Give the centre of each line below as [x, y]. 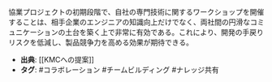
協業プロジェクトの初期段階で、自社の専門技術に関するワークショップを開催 [136, 12]
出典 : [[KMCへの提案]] [57, 60]
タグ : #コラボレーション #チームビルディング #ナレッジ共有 [119, 70]
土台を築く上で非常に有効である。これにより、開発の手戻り [164, 32]
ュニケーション [33, 32]
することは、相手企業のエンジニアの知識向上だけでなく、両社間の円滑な [129, 22]
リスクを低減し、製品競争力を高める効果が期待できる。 [101, 42]
